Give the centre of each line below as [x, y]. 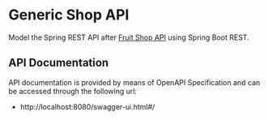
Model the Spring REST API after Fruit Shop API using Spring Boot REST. [129, 37]
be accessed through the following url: [73, 91]
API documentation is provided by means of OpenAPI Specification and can [134, 82]
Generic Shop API [69, 15]
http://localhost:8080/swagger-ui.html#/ [87, 106]
